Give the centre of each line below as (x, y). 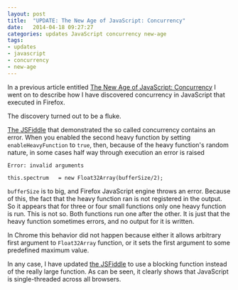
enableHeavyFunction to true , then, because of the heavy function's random (118, 145)
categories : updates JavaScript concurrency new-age (87, 34)
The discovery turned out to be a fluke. (65, 116)
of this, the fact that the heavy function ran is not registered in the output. (115, 198)
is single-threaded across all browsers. (64, 279)
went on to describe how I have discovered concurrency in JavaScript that (116, 95)
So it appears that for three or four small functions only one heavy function (117, 206)
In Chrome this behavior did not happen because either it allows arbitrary (114, 235)
